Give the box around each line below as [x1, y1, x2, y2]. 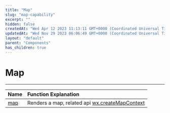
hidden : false [5, 21, 35, 27]
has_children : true [5, 45, 47, 50]
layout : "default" [5, 36, 44, 41]
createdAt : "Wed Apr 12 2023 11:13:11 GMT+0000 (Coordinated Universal [5, 26, 159, 31]
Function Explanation [27, 91, 80, 98]
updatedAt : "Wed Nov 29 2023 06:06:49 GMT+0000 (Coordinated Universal [5, 31, 159, 36]
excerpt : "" [5, 17, 30, 22]
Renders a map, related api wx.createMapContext [27, 99, 145, 106]
